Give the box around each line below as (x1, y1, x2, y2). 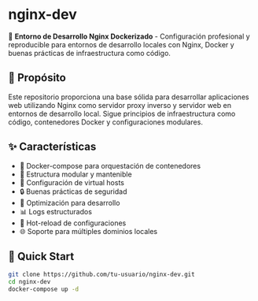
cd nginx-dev (8, 278, 51, 286)
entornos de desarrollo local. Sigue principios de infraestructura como (8, 109, 236, 118)
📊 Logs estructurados (19, 206, 93, 216)
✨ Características (8, 140, 97, 154)
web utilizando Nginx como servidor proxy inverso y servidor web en (8, 100, 232, 110)
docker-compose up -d (8, 285, 79, 293)
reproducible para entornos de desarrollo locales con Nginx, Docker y (8, 39, 234, 49)
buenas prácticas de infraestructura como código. (8, 48, 171, 58)
